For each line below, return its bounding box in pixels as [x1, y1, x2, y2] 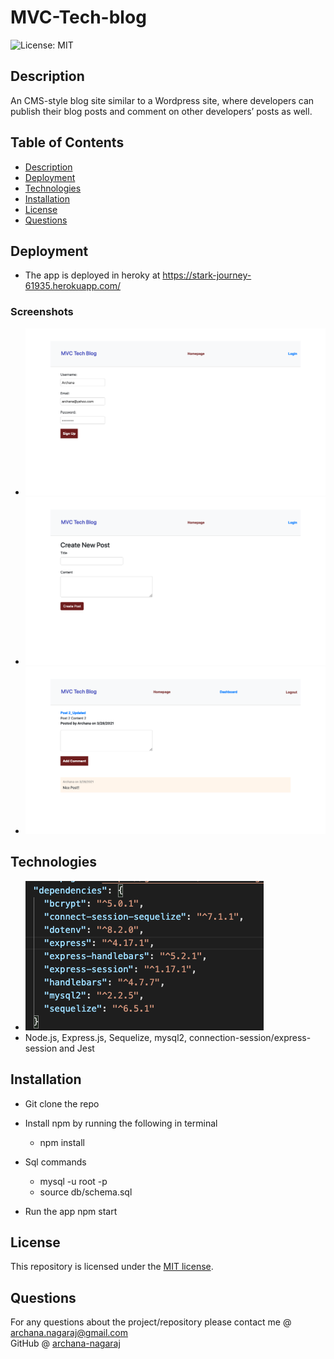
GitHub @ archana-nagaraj [10, 1337, 121, 1350]
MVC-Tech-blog [10, 6, 147, 29]
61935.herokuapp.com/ [24, 280, 122, 292]
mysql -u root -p [39, 1175, 108, 1187]
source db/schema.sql [39, 1186, 133, 1198]
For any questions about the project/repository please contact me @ [10, 1316, 292, 1328]
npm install [39, 1136, 85, 1148]
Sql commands [24, 1156, 87, 1168]
